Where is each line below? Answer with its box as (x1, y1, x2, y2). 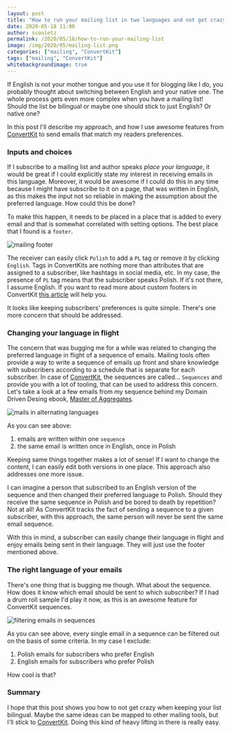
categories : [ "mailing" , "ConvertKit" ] (7, 49, 122, 56)
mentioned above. (7, 548, 58, 556)
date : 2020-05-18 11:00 (7, 23, 76, 30)
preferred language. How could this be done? (7, 199, 136, 207)
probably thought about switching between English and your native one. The (7, 87, 224, 96)
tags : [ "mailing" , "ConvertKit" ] (7, 55, 103, 62)
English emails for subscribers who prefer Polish (16, 657, 155, 666)
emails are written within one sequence (16, 435, 126, 444)
